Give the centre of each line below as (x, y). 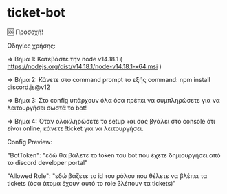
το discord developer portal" (47, 162)
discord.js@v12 (29, 87)
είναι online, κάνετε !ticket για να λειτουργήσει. (75, 128)
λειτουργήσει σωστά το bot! (47, 108)
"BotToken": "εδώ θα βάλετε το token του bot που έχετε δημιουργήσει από (114, 155)
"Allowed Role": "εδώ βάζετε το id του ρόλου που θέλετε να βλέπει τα (107, 176)
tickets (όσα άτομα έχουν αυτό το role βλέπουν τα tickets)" (91, 183)
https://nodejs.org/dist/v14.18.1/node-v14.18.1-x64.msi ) (84, 66)
